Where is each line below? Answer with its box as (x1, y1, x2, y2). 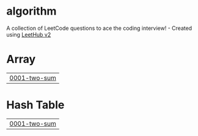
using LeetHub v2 (6, 30, 51, 38)
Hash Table (6, 98, 65, 112)
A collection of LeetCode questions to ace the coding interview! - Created (6, 24, 193, 32)
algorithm (6, 4, 57, 18)
